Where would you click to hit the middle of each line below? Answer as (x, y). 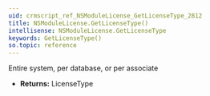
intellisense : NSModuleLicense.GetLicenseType (87, 30)
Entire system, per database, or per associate (83, 68)
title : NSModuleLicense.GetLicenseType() (79, 23)
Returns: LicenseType (57, 84)
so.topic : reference (43, 46)
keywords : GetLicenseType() (55, 38)
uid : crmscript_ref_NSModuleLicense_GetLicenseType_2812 (105, 16)
